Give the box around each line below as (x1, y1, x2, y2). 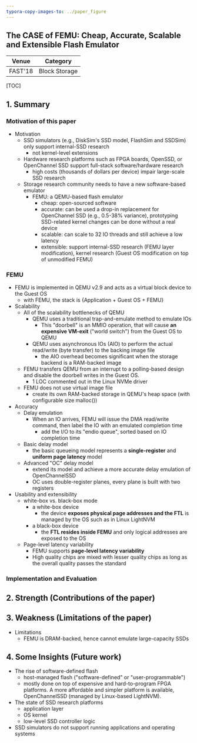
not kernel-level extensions (32, 149, 98, 156)
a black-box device (32, 522, 79, 529)
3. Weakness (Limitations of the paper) (6, 613, 152, 623)
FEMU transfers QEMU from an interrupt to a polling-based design (23, 365, 184, 372)
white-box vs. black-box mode (23, 497, 98, 505)
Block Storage (39, 67, 78, 76)
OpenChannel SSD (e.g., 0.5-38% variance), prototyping (41, 212, 178, 219)
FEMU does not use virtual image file (23, 384, 113, 391)
